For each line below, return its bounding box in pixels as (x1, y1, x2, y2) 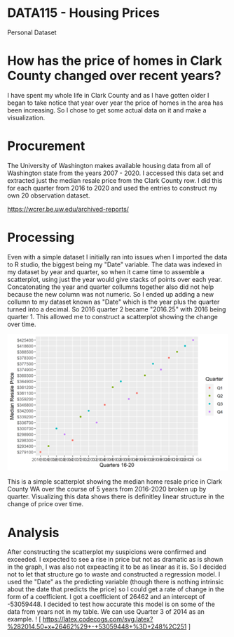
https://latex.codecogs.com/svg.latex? (42, 615, 153, 624)
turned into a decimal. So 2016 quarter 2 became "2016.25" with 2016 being (7, 304, 226, 314)
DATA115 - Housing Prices (7, 5, 160, 21)
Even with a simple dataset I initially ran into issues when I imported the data (7, 252, 228, 261)
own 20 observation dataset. (7, 191, 90, 200)
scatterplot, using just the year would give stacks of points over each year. (7, 275, 223, 283)
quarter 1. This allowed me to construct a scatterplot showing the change (7, 312, 219, 321)
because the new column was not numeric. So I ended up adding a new (7, 290, 214, 298)
